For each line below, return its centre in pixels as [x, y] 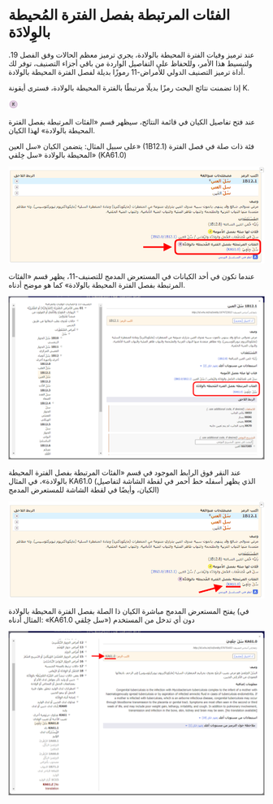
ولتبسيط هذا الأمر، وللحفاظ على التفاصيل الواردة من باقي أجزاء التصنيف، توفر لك [130, 63]
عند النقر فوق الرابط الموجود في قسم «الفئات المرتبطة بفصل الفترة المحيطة [125, 472]
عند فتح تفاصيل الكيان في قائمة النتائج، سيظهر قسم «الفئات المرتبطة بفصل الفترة [132, 122]
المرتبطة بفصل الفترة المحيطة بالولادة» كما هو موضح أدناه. [97, 285]
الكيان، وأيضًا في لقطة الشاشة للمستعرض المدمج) [84, 490]
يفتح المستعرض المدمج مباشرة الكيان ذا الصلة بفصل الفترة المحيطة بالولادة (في [129, 611]
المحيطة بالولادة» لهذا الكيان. [52, 130]
